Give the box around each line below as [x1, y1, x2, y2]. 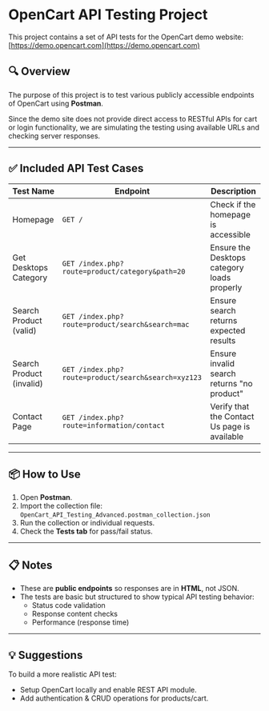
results [210, 334, 236, 346]
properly [210, 282, 243, 293]
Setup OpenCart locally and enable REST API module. [19, 685, 198, 694]
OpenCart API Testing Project [8, 6, 208, 24]
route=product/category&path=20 [62, 266, 186, 276]
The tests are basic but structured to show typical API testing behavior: [19, 592, 255, 601]
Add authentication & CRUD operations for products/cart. [19, 693, 209, 703]
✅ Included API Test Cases [8, 162, 144, 175]
